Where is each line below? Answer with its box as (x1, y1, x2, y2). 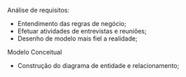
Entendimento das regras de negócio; (17, 20, 126, 27)
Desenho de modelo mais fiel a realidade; (17, 34, 138, 43)
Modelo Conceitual (7, 48, 62, 56)
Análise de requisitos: (7, 6, 70, 14)
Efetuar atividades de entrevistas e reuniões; (17, 27, 147, 35)
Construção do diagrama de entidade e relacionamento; (17, 62, 180, 69)
